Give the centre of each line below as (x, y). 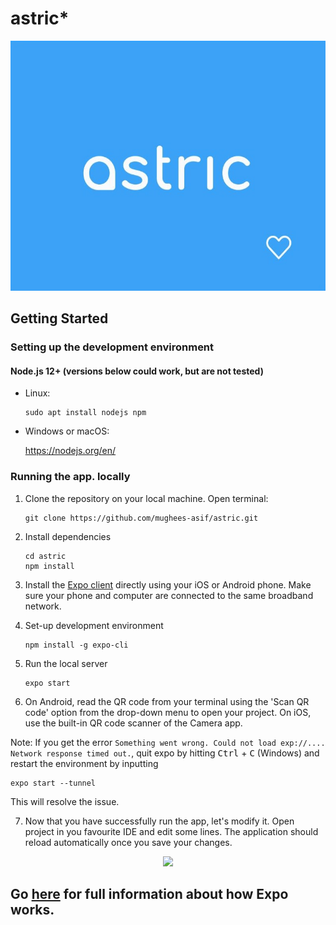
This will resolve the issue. (65, 801)
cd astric (45, 556)
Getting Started (59, 318)
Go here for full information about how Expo (149, 894)
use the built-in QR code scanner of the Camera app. (133, 723)
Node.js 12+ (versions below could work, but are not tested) (137, 371)
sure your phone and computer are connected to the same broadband (169, 595)
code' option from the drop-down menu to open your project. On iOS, (168, 712)
